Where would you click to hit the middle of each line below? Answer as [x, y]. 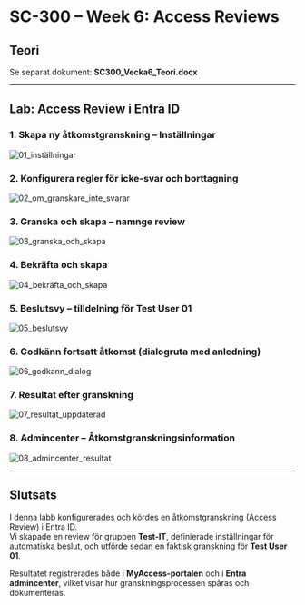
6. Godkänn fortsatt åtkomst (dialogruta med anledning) [135, 352]
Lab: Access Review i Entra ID [94, 109]
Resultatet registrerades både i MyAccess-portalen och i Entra [128, 573]
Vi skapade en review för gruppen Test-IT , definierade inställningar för [142, 536]
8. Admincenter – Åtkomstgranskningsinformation [123, 438]
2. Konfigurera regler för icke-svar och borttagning [124, 178]
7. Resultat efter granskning [72, 395]
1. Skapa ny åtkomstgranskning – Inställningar [113, 135]
